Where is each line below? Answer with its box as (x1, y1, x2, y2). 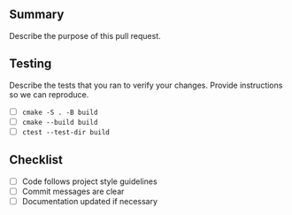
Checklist (9, 152, 64, 167)
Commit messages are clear (21, 186, 125, 196)
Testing (9, 57, 52, 72)
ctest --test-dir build (21, 127, 111, 136)
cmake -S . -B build (21, 108, 98, 117)
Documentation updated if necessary (21, 196, 158, 206)
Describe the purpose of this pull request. (9, 30, 161, 41)
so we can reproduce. (9, 88, 89, 100)
